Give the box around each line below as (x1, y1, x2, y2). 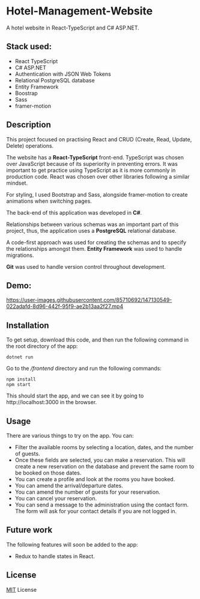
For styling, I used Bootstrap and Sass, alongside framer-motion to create (6, 191, 188, 198)
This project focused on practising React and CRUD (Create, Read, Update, (6, 135, 192, 143)
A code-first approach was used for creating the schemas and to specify (6, 239, 187, 246)
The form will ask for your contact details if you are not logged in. (14, 508, 177, 515)
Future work (6, 525, 53, 535)
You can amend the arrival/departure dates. (14, 482, 123, 489)
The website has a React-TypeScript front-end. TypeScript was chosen (6, 153, 184, 161)
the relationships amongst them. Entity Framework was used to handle (6, 245, 182, 252)
